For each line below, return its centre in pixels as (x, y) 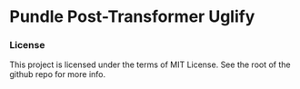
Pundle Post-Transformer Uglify (132, 17)
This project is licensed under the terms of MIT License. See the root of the (150, 64)
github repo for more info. (58, 74)
